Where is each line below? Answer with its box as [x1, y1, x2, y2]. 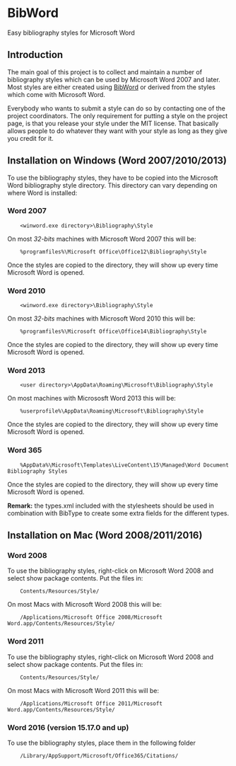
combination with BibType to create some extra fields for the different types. [7, 508, 230, 518]
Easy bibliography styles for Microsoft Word [7, 28, 136, 37]
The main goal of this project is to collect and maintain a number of [7, 67, 203, 76]
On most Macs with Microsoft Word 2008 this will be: [7, 600, 163, 609]
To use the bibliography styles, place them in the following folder [7, 738, 196, 748]
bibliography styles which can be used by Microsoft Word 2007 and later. [7, 75, 220, 84]
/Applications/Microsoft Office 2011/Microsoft [20, 699, 163, 707]
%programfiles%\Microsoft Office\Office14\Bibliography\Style [20, 328, 207, 336]
